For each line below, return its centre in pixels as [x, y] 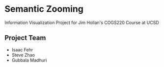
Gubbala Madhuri [29, 60]
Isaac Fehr [22, 49]
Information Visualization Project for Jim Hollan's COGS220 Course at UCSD [82, 22]
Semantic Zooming [44, 9]
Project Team [25, 38]
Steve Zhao [23, 55]
